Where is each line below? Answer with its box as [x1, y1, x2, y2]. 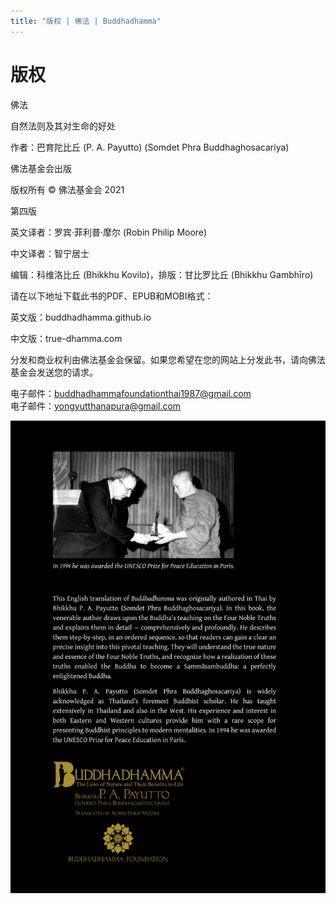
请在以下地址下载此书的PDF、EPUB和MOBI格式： [10, 290, 214, 302]
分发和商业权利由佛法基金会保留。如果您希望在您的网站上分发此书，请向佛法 [10, 353, 326, 365]
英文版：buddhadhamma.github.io [10, 311, 152, 323]
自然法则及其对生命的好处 [10, 120, 116, 132]
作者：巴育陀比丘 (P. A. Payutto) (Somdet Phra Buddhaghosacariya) [10, 141, 290, 153]
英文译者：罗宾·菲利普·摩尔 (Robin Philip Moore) [10, 226, 208, 238]
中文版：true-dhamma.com [10, 332, 123, 344]
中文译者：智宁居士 [10, 247, 90, 259]
